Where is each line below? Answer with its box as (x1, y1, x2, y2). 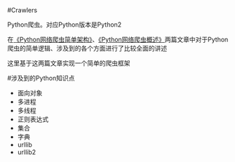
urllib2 (17, 148, 36, 156)
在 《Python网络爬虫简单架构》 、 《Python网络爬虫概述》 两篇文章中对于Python (7, 35, 229, 43)
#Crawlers (7, 6, 37, 14)
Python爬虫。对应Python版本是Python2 (7, 20, 122, 29)
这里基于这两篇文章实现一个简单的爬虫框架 (7, 59, 130, 67)
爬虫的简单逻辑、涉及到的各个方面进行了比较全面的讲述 (7, 44, 167, 52)
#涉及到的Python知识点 (7, 74, 75, 82)
